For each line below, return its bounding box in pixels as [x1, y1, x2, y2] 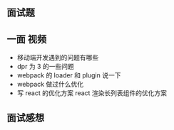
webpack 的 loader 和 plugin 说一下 [16, 71, 121, 80]
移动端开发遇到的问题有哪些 [16, 53, 99, 62]
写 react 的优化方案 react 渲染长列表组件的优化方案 [16, 89, 168, 97]
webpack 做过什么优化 [16, 80, 83, 89]
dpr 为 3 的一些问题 [16, 63, 74, 71]
